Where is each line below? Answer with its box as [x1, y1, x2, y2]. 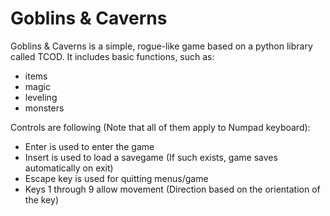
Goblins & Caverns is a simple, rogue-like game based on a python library [10, 40, 313, 52]
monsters [24, 102, 65, 114]
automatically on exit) [24, 162, 114, 174]
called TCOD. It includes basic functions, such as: [10, 50, 215, 62]
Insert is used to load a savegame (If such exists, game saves [24, 151, 278, 163]
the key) [24, 193, 59, 206]
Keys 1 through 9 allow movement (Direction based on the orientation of [24, 183, 321, 195]
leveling [24, 91, 58, 103]
